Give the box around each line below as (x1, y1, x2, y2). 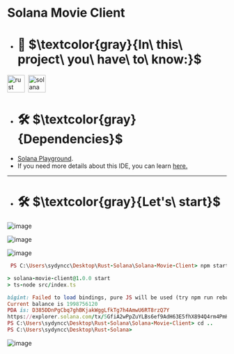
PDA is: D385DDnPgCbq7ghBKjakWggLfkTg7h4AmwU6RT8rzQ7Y (7, 307, 170, 314)
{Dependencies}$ (17, 131, 123, 147)
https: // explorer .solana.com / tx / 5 (7, 314, 108, 321)
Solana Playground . (17, 155, 74, 163)
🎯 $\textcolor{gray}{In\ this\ (17, 37, 183, 53)
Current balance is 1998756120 (7, 300, 98, 307)
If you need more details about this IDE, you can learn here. (17, 162, 188, 170)
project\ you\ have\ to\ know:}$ (17, 52, 202, 68)
